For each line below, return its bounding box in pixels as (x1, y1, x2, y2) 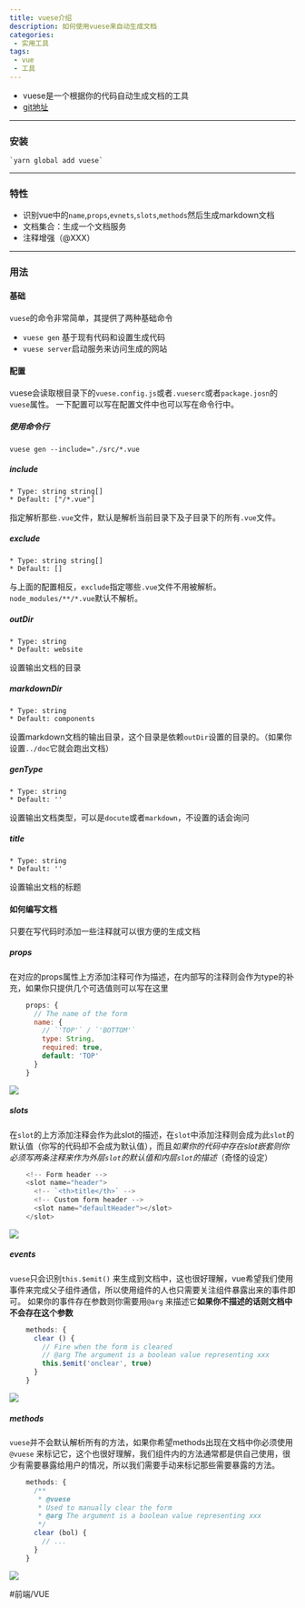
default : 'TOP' (42, 1051, 100, 1060)
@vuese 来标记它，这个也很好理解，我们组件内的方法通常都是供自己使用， (9, 1448, 283, 1459)
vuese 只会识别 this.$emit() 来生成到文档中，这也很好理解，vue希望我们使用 (9, 1272, 293, 1283)
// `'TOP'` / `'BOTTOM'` (42, 1026, 136, 1035)
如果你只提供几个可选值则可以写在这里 (25, 982, 169, 993)
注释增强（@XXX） (22, 233, 95, 244)
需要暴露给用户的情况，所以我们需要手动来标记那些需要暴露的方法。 (25, 1459, 280, 1470)
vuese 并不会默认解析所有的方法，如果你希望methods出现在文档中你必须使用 (9, 1436, 293, 1447)
